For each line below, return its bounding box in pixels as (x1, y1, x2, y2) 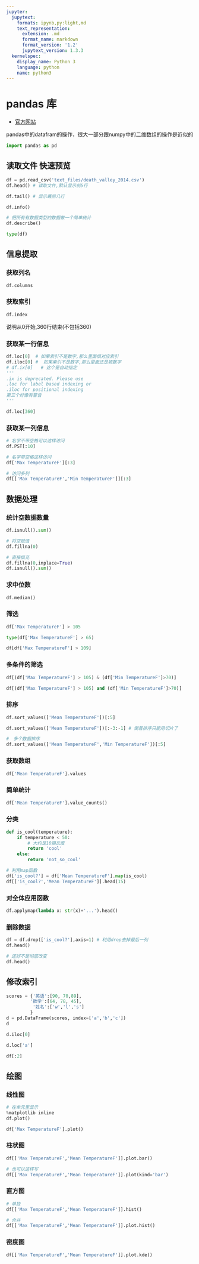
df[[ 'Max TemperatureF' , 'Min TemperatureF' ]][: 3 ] (6, 476, 132, 482)
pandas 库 (6, 97, 57, 111)
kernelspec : (11, 53, 42, 59)
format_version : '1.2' (21, 42, 78, 48)
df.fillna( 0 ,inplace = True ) (6, 560, 73, 566)
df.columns (6, 282, 33, 288)
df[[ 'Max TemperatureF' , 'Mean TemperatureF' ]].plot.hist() (6, 1223, 156, 1229)
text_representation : (17, 25, 70, 32)
